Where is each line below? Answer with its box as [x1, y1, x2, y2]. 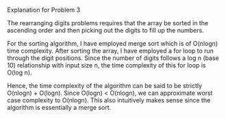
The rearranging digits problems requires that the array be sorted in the [7, 19, 209, 27]
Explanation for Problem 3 [7, 6, 81, 14]
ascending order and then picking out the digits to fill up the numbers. [7, 27, 204, 34]
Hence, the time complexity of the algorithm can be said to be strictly [7, 82, 203, 89]
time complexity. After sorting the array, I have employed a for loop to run [7, 47, 214, 55]
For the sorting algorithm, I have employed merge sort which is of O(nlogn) [7, 40, 218, 47]
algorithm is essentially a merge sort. [7, 104, 112, 111]
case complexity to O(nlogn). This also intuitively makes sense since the [7, 96, 211, 104]
